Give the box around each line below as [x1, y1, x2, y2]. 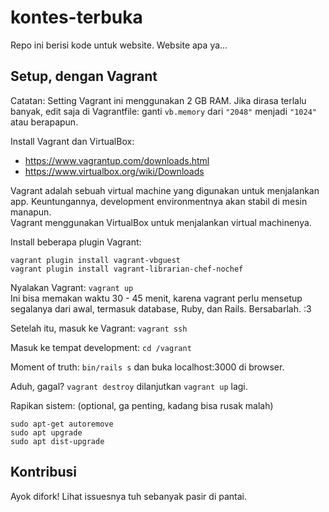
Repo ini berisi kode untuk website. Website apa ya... [10, 39, 228, 51]
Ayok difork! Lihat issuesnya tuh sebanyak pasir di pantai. [10, 490, 247, 502]
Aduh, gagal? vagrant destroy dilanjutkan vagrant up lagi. [10, 380, 248, 392]
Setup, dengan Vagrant [10, 68, 158, 85]
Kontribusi [10, 464, 78, 481]
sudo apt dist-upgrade [10, 436, 105, 446]
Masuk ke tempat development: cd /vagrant [10, 341, 192, 353]
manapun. [10, 206, 52, 218]
